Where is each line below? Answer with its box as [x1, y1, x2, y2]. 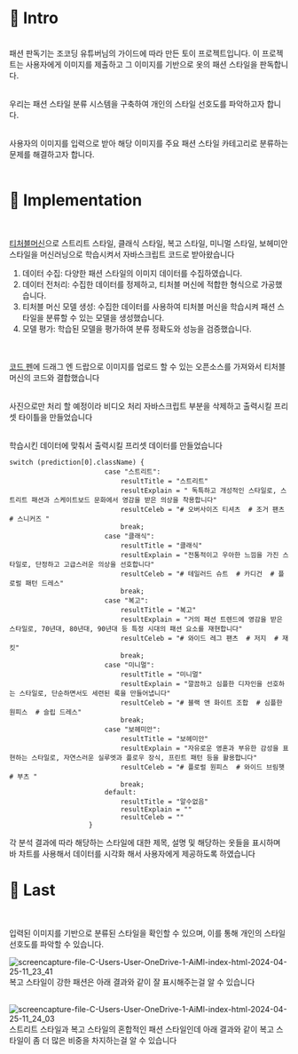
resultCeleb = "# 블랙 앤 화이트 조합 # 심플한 [120, 698, 283, 707]
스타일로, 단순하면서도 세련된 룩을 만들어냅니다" [19, 689, 171, 698]
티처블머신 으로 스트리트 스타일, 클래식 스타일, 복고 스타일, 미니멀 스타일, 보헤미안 [9, 237, 288, 248]
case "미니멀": [104, 660, 155, 669]
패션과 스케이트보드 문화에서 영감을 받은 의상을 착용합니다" [30, 495, 217, 505]
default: [104, 787, 137, 796]
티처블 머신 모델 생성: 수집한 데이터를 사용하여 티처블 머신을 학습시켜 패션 [21, 301, 276, 312]
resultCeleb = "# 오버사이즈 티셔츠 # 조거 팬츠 [120, 505, 286, 514]
